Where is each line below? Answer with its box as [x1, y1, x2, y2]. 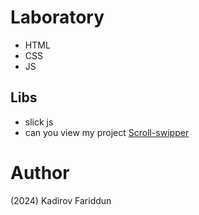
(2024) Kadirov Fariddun [10, 194, 112, 206]
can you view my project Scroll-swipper [24, 126, 190, 138]
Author [10, 161, 70, 184]
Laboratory [10, 6, 105, 29]
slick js [24, 116, 54, 128]
